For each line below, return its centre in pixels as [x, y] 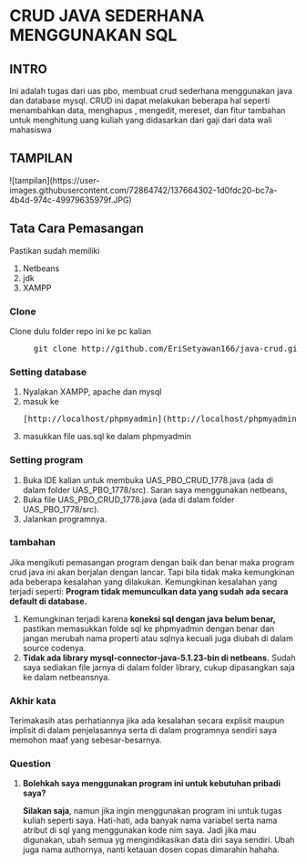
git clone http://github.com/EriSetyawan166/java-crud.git [168, 348]
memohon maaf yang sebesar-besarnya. [86, 740]
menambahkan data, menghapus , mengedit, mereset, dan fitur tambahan [148, 110]
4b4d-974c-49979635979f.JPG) [71, 200]
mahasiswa [31, 130]
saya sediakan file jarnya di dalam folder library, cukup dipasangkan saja [159, 667]
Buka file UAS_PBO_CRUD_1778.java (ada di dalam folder [128, 500]
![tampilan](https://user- [55, 180]
